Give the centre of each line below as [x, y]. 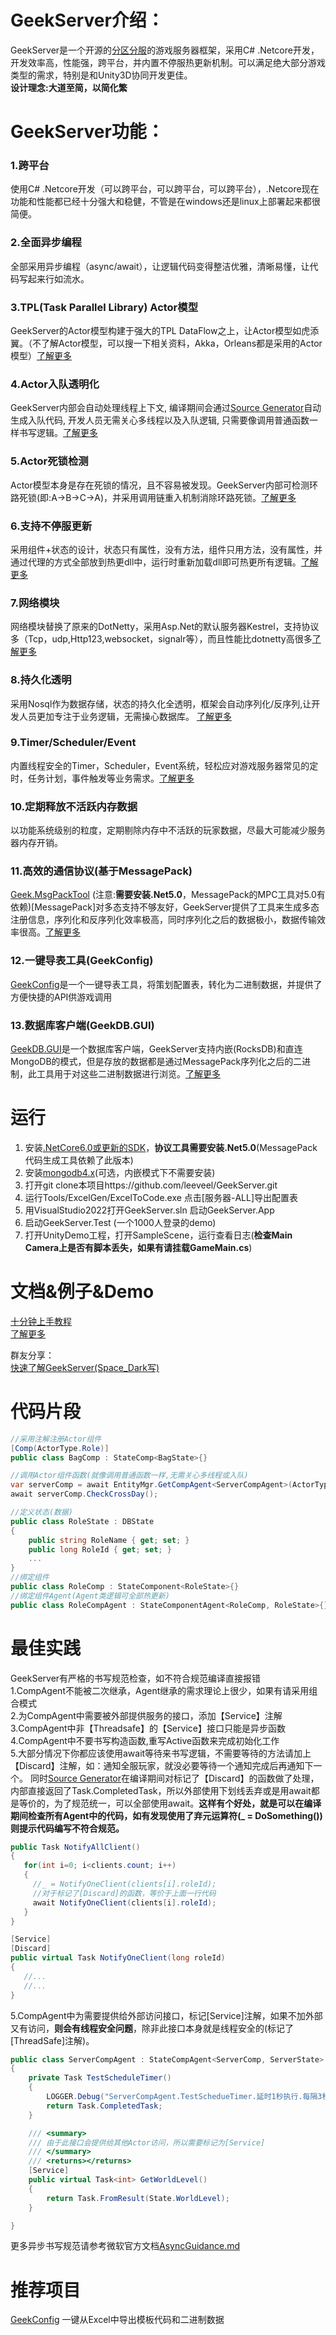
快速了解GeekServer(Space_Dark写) [85, 1367]
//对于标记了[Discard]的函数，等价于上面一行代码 [124, 1893]
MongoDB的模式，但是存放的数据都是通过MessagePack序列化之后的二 [156, 1061]
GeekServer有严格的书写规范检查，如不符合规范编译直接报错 [136, 1678]
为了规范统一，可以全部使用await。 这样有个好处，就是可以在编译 [187, 1803]
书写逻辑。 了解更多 [58, 433]
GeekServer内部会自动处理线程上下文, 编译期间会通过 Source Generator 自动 [166, 408]
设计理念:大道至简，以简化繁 [69, 87]
